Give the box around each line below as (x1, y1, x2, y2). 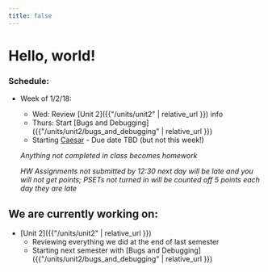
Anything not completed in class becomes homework (19, 151, 198, 161)
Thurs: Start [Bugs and (31, 118, 108, 128)
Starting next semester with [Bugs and (31, 245, 160, 255)
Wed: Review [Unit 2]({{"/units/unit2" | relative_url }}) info (31, 110, 224, 119)
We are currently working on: (8, 207, 159, 220)
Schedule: (8, 75, 50, 86)
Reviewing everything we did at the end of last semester (31, 236, 220, 246)
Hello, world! (8, 46, 96, 65)
